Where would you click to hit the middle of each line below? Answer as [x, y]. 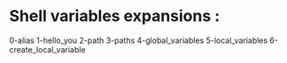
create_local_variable [47, 49]
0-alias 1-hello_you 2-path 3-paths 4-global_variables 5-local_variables [139, 40]
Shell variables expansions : [115, 16]
